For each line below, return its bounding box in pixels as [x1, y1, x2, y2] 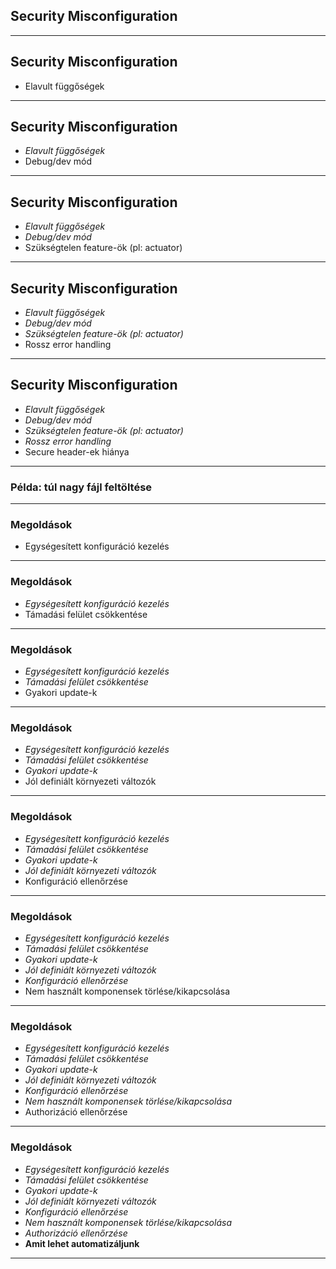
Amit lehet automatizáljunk [24, 1237, 140, 1249]
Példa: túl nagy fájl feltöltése [10, 480, 153, 494]
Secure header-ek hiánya [24, 445, 130, 458]
